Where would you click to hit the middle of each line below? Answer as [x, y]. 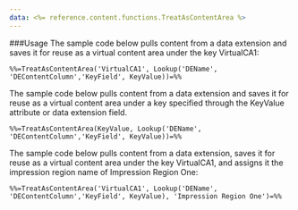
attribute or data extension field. [68, 112]
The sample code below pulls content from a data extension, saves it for [142, 153]
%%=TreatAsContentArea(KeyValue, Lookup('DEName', [106, 129]
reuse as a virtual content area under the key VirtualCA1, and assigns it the [146, 163]
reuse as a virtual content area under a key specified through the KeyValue [147, 103]
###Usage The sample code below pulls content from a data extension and [148, 43]
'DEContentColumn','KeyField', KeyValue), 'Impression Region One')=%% [145, 196]
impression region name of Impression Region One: [104, 172]
